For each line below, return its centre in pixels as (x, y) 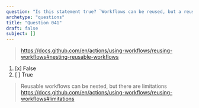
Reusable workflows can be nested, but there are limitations (94, 86)
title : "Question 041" (34, 23)
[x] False (25, 68)
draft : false (22, 28)
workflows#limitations (47, 99)
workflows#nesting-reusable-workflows (70, 57)
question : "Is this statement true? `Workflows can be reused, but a (94, 12)
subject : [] (21, 34)
